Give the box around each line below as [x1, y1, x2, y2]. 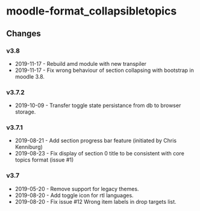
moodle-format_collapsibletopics [6, 4, 177, 18]
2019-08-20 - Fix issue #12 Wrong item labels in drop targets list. [14, 198, 177, 205]
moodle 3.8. [14, 73, 45, 80]
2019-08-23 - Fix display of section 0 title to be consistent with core [14, 150, 185, 157]
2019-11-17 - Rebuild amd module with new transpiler [14, 60, 146, 67]
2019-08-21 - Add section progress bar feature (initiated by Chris [14, 137, 177, 144]
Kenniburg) [14, 143, 43, 151]
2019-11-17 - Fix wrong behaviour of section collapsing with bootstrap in [14, 67, 195, 74]
